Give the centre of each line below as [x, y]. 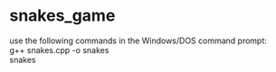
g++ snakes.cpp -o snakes [59, 49]
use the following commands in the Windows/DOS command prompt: [138, 40]
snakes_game [62, 16]
